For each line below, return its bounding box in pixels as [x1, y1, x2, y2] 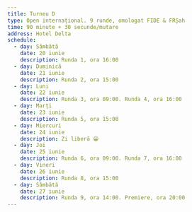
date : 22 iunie [20, 89, 65, 96]
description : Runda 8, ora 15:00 [20, 175, 119, 182]
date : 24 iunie [20, 129, 65, 136]
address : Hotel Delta [7, 30, 72, 37]
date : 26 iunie [20, 167, 65, 175]
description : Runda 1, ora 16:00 [20, 57, 119, 64]
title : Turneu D [7, 10, 55, 18]
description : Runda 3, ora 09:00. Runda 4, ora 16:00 [20, 96, 182, 103]
